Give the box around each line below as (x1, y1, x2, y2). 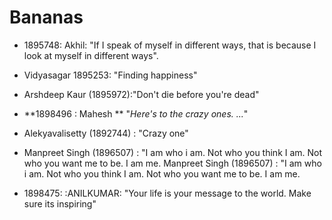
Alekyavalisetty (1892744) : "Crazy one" (23, 127, 189, 139)
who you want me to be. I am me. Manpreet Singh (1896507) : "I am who (23, 157, 322, 169)
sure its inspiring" (23, 197, 97, 210)
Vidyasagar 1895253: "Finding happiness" (23, 69, 198, 81)
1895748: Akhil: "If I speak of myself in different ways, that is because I (23, 39, 317, 51)
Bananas (9, 6, 84, 29)
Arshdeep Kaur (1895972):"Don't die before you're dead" (23, 88, 260, 100)
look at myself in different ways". (23, 49, 159, 61)
